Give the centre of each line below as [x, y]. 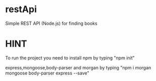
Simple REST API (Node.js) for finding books [51, 23]
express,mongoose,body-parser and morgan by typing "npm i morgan [78, 67]
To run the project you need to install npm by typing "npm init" [70, 58]
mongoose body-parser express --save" [47, 73]
